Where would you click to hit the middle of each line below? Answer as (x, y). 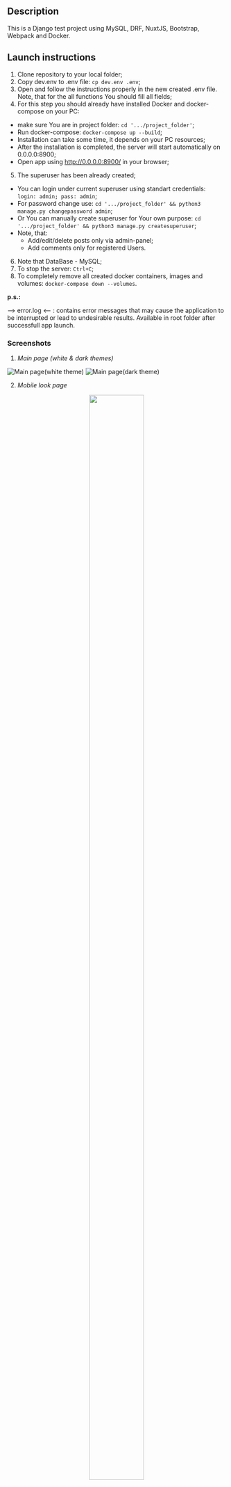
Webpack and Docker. (39, 35)
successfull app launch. (41, 325)
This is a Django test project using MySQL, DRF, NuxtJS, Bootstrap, (103, 28)
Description (33, 11)
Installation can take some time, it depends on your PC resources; (111, 139)
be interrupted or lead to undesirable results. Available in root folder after (111, 318)
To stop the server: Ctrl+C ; (55, 268)
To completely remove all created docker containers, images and (110, 276)
